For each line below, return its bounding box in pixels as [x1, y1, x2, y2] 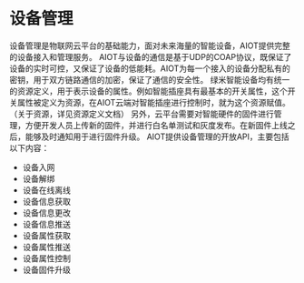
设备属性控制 [22, 252, 71, 264]
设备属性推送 [22, 241, 71, 252]
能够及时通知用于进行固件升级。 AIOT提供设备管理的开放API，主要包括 [25, 131, 290, 142]
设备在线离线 [22, 184, 71, 196]
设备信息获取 [22, 196, 71, 207]
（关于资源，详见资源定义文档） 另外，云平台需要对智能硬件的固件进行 [9, 108, 274, 119]
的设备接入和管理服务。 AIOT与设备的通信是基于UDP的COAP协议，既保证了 [9, 51, 292, 62]
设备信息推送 [22, 218, 71, 229]
